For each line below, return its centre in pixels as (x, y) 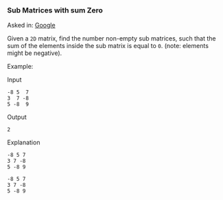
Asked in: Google (32, 25)
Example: (20, 67)
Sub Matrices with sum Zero (55, 10)
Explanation (24, 142)
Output (17, 117)
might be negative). (35, 53)
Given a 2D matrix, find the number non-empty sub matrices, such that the (111, 38)
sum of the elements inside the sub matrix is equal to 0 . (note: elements (108, 46)
